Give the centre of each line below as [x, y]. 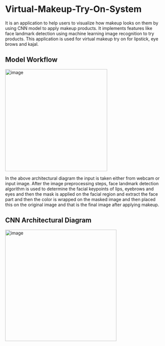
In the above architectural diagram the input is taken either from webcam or [82, 178]
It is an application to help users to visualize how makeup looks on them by [82, 23]
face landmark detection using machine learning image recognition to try [80, 33]
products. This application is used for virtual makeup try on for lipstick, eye [82, 39]
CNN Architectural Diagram [48, 220]
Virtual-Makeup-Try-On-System [73, 9]
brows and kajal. [22, 44]
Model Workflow [32, 60]
